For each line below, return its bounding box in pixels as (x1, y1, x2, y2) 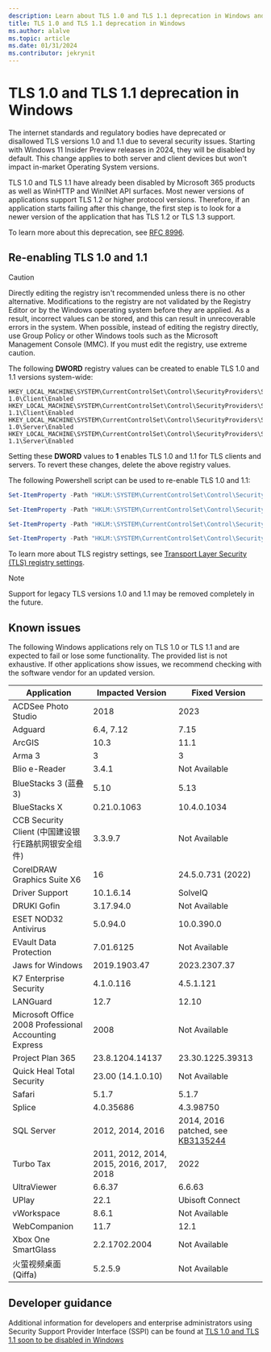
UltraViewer (12, 1182, 57, 1193)
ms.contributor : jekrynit (8, 49, 95, 57)
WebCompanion (12, 1221, 74, 1232)
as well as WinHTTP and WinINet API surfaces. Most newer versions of (8, 186, 244, 196)
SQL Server (12, 1125, 56, 1137)
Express (12, 1039, 44, 1050)
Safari (12, 1089, 35, 1100)
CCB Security (12, 815, 64, 826)
